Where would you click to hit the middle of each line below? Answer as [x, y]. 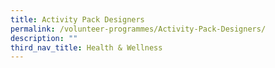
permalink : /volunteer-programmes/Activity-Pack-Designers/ [138, 29]
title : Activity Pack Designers [77, 19]
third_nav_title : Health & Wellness [86, 47]
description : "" [44, 38]
